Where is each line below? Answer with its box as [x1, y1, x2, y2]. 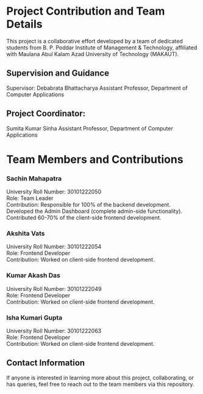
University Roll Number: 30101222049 [6, 285, 102, 292]
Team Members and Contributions [6, 152, 184, 166]
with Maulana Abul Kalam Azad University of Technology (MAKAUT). [6, 50, 179, 57]
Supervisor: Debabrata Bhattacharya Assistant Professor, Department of [6, 84, 188, 91]
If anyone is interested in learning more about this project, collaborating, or [6, 374, 194, 381]
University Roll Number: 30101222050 [6, 188, 102, 196]
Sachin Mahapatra [6, 174, 62, 182]
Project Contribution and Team [6, 4, 165, 18]
